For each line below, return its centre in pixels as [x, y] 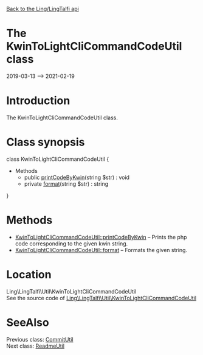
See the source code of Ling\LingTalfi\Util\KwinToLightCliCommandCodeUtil [101, 298]
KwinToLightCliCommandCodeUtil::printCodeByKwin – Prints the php [101, 237]
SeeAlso [28, 322]
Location [29, 274]
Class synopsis [46, 142]
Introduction [38, 101]
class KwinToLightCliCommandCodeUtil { [58, 159]
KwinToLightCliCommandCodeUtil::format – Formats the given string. [101, 250]
